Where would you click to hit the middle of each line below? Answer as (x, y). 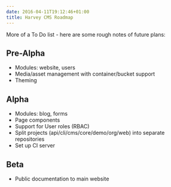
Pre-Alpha (26, 53)
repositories (30, 139)
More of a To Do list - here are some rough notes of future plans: (86, 34)
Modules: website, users (45, 68)
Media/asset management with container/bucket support (85, 74)
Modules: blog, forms (41, 114)
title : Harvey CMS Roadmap (40, 17)
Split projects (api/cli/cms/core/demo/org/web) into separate (90, 133)
